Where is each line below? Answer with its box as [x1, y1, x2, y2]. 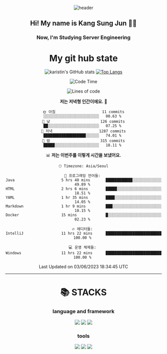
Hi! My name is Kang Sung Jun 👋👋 [30, 19, 137, 27]
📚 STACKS [60, 287, 107, 298]
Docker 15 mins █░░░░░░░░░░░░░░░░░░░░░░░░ [5, 212, 162, 218]
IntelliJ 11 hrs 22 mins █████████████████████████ [5, 231, 162, 236]
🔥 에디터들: [72, 227, 93, 232]
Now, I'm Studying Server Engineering [36, 34, 131, 41]
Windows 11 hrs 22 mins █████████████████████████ [5, 251, 162, 256]
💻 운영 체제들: [69, 245, 96, 250]
